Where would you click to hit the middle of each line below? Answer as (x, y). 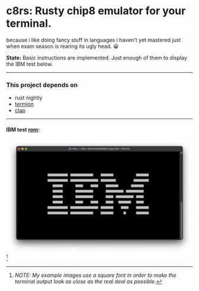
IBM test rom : (23, 129)
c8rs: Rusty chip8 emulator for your (96, 11)
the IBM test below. (30, 64)
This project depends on (42, 85)
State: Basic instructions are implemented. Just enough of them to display (97, 57)
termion (24, 104)
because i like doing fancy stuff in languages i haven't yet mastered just (94, 40)
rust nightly (28, 98)
